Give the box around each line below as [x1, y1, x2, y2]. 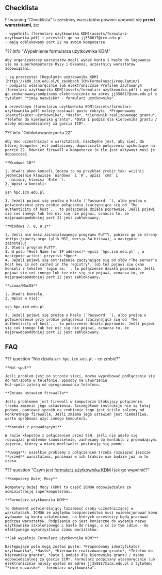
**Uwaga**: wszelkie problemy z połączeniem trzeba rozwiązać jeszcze [5, 450, 151, 455]
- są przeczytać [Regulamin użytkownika [5, 75, 88, 79]
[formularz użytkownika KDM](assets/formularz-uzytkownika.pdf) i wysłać [5, 87, 158, 92]
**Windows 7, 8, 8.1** [5, 224, 51, 229]
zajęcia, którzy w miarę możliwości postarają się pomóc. [5, 441, 125, 446]
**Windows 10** [5, 160, 36, 165]
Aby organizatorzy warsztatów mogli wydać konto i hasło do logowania [5, 58, 151, 62]
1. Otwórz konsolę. [5, 292, 45, 296]
